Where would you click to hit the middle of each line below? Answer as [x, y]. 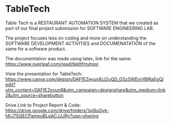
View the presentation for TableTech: [44, 73]
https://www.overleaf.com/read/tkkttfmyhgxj [52, 64]
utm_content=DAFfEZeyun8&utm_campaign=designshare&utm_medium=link [85, 90]
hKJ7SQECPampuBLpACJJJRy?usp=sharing [52, 116]
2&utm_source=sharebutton [34, 95]
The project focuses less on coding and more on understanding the [76, 38]
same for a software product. [36, 49]
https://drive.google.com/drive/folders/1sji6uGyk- [57, 110]
